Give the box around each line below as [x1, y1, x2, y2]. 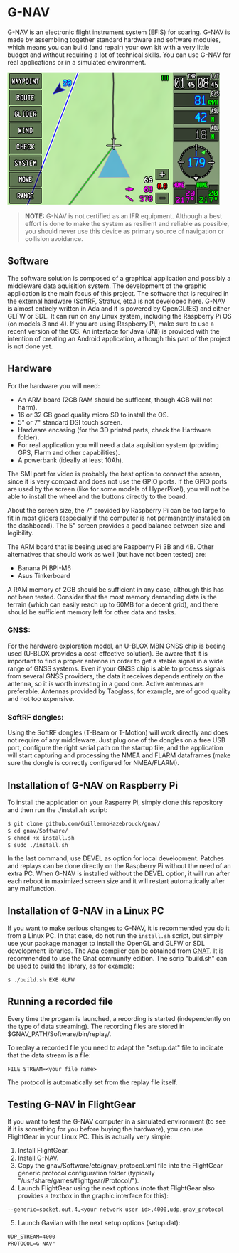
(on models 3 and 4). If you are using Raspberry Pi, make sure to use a [7, 319, 215, 328]
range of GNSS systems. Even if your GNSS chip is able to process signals [7, 664, 225, 673]
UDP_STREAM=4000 [7, 1233, 55, 1241]
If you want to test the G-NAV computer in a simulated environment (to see [7, 1117, 226, 1126]
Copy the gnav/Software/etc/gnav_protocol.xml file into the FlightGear [17, 1161, 223, 1170]
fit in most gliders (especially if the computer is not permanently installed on [7, 513, 230, 522]
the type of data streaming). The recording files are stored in [7, 1022, 185, 1030]
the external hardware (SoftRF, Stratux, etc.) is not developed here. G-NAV [7, 297, 226, 305]
